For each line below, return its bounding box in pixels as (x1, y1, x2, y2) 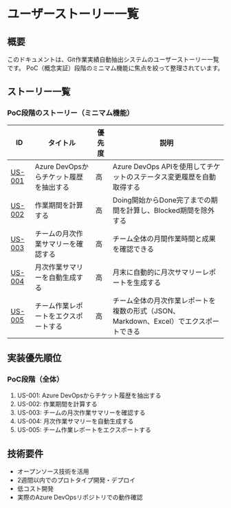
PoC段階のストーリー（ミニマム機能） (7, 108, 134, 118)
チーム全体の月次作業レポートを (112, 296, 217, 305)
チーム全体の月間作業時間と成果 (112, 234, 217, 243)
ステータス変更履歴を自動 (133, 172, 217, 181)
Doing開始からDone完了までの (112, 195, 211, 205)
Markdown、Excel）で (112, 316, 186, 326)
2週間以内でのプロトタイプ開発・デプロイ (16, 476, 136, 485)
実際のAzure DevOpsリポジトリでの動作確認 (16, 493, 143, 502)
